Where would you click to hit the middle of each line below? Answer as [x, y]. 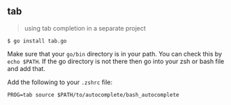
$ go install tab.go [37, 41]
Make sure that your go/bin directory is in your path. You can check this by [114, 54]
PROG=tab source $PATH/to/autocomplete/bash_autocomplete [93, 95]
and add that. [26, 68]
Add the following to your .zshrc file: [60, 82]
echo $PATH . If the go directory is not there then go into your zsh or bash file [116, 61]
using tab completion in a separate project [85, 28]
